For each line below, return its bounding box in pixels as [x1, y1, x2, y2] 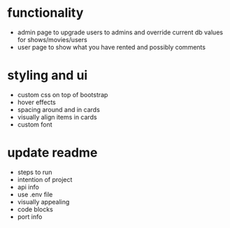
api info [17, 183, 40, 191]
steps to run [17, 168, 52, 176]
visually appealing [17, 197, 70, 206]
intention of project [17, 175, 73, 183]
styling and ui [7, 68, 88, 83]
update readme [7, 145, 98, 161]
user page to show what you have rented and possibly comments [17, 43, 206, 51]
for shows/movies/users [17, 35, 87, 43]
